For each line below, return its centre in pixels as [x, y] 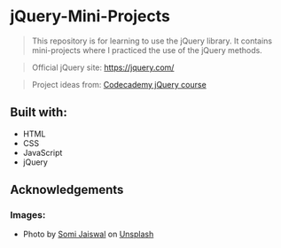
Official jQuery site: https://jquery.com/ [103, 67]
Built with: [39, 112]
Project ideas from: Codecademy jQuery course [119, 84]
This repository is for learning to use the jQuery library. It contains [152, 41]
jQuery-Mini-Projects [90, 16]
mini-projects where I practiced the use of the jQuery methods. [147, 50]
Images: [28, 215]
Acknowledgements [67, 190]
